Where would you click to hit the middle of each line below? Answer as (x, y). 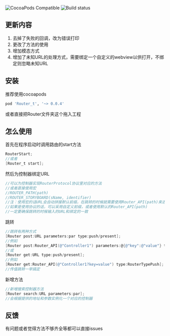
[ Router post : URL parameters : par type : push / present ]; (63, 236)
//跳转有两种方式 (21, 232)
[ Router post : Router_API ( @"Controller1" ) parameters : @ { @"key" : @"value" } (83, 245)
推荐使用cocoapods (26, 94)
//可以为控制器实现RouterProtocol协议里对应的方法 (54, 183)
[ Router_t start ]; (25, 164)
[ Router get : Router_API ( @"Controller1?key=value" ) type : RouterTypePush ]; (85, 265)
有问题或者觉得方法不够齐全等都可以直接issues (54, 328)
